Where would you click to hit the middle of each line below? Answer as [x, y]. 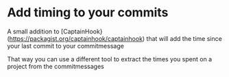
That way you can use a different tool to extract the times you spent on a [110, 59]
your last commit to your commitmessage [66, 46]
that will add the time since [184, 38]
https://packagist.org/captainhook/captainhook [76, 38]
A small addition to [33, 31]
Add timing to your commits [88, 13]
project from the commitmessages [56, 66]
